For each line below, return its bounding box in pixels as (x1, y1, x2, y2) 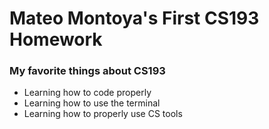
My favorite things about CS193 (9, 64, 166, 78)
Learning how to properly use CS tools (23, 108, 183, 120)
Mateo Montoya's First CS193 (9, 7, 260, 30)
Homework (9, 28, 103, 51)
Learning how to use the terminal (23, 97, 161, 109)
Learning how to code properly (23, 87, 152, 99)
